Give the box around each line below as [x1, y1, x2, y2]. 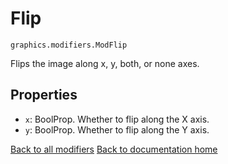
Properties [10, 87, 78, 104]
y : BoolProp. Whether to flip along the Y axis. [24, 123, 210, 136]
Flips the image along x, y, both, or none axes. [10, 57, 200, 69]
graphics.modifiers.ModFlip [10, 40, 128, 50]
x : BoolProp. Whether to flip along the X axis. [24, 113, 210, 125]
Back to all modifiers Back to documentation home [10, 143, 218, 155]
